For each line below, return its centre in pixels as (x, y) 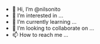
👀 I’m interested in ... (38, 15)
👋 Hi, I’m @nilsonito (36, 9)
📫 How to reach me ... (40, 35)
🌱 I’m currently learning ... (44, 22)
